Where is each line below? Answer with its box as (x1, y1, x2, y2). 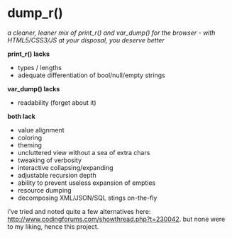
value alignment (17, 125, 65, 134)
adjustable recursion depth (17, 171, 97, 179)
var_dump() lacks (7, 84, 60, 93)
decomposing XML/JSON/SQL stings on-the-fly (17, 193, 158, 202)
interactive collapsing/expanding (17, 163, 114, 171)
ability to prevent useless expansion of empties (17, 178, 156, 187)
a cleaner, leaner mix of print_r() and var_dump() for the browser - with (7, 28, 216, 37)
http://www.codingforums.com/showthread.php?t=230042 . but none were (7, 215, 226, 223)
